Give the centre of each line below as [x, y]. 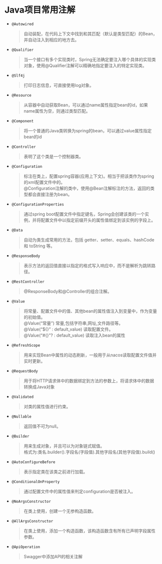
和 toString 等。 [39, 246]
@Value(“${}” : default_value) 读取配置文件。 [68, 329]
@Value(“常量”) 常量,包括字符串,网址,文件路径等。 [73, 323]
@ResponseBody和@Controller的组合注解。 [68, 291]
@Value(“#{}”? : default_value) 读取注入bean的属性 [74, 335]
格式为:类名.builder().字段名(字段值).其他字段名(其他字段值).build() [89, 452]
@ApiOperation [26, 547]
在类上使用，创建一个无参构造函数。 [60, 511]
